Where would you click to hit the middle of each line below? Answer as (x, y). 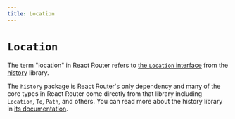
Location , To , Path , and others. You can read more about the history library (115, 101)
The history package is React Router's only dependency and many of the (114, 86)
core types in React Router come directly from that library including (105, 93)
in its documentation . (38, 108)
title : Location (31, 14)
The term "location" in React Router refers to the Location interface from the (118, 65)
